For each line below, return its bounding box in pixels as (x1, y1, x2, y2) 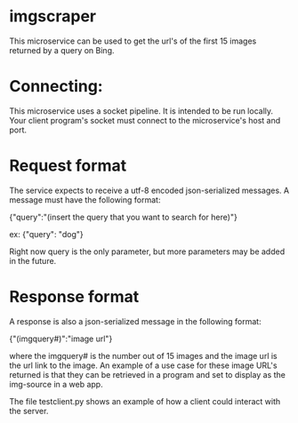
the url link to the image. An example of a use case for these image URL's (9, 360, 278, 371)
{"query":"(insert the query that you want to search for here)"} (9, 211, 238, 222)
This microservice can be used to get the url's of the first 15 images (9, 36, 257, 46)
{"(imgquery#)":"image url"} (9, 333, 113, 344)
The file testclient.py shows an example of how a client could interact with (9, 395, 281, 406)
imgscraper (9, 6, 96, 27)
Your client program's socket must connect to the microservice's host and (9, 115, 281, 125)
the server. (9, 405, 49, 416)
